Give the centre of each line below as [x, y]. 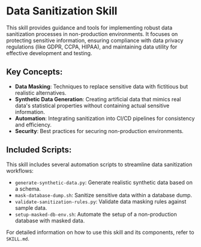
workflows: [20, 171]
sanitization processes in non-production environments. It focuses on [92, 34]
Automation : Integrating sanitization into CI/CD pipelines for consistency [105, 118]
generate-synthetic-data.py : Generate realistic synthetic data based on [104, 182]
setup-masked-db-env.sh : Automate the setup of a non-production [96, 214]
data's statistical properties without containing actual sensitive [92, 106]
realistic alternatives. [40, 93]
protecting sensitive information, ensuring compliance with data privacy [95, 40]
